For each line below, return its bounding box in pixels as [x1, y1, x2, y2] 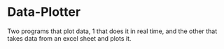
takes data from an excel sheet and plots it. [7, 34, 132, 42]
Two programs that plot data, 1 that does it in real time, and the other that [7, 27, 218, 35]
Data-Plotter [7, 4, 81, 20]
